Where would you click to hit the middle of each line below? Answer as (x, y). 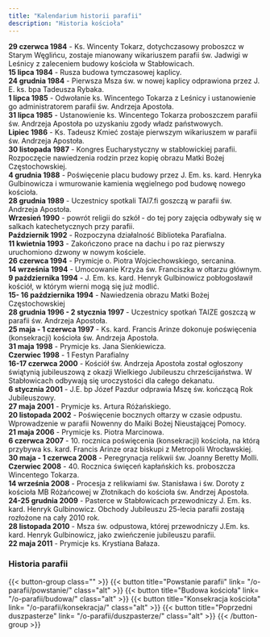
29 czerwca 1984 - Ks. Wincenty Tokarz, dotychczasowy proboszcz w (126, 46)
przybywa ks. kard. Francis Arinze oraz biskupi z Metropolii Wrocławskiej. (131, 449)
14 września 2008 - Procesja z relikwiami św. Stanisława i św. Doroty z (127, 483)
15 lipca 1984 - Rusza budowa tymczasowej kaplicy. (95, 72)
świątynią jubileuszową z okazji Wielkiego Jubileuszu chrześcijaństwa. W (130, 372)
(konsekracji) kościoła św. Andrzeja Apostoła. (84, 337)
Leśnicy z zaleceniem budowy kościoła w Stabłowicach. (102, 63)
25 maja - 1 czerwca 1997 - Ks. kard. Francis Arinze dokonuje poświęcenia (133, 329)
